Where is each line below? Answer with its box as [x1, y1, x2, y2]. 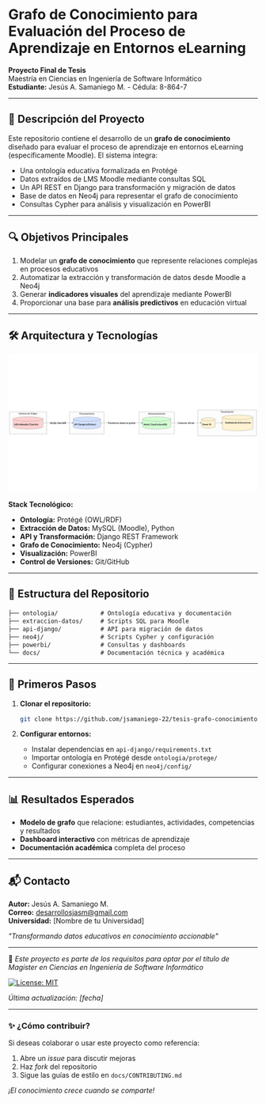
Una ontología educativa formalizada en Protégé [19, 165, 178, 175]
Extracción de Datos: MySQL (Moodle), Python [19, 523, 175, 533]
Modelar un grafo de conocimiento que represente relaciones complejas [19, 256, 258, 265]
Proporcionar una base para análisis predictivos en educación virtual [19, 298, 247, 307]
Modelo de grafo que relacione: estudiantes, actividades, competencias [19, 817, 255, 828]
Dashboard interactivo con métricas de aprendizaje [19, 835, 190, 844]
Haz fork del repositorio [19, 1062, 97, 1071]
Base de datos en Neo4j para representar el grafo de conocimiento [19, 191, 238, 200]
